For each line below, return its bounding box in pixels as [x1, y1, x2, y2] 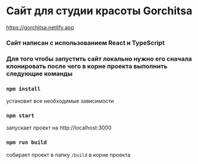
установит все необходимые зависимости [6, 97, 114, 105]
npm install [6, 85, 41, 92]
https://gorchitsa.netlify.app [6, 24, 74, 31]
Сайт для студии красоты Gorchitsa [6, 4, 193, 18]
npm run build [6, 139, 47, 146]
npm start [6, 112, 34, 119]
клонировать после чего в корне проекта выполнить [6, 62, 168, 70]
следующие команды [6, 70, 73, 78]
